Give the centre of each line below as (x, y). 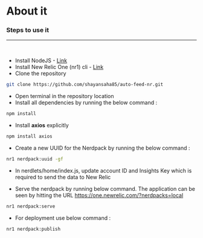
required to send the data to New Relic (63, 177)
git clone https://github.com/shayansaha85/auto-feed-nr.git (85, 85)
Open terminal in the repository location (64, 96)
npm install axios (29, 137)
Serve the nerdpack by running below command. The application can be (105, 188)
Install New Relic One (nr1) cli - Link (59, 67)
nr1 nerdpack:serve (31, 206)
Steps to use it (28, 30)
